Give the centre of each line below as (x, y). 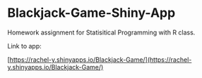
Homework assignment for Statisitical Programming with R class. (101, 32)
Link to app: (25, 46)
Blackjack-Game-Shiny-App (91, 13)
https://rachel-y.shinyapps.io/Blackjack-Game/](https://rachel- (101, 59)
